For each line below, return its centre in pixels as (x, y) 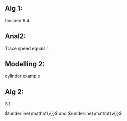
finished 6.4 (17, 20)
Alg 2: (14, 92)
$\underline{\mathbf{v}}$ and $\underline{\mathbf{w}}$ (64, 114)
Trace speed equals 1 (27, 48)
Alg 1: (14, 8)
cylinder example (23, 76)
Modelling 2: (25, 64)
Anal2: (16, 36)
